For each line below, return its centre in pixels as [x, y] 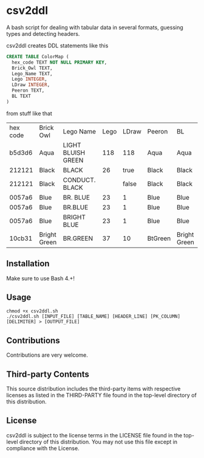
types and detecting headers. [43, 33]
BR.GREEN [78, 238]
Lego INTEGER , [29, 79]
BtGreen [159, 238]
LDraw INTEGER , [31, 85]
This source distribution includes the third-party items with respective [93, 389]
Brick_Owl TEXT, [32, 68]
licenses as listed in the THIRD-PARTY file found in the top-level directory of [102, 396]
